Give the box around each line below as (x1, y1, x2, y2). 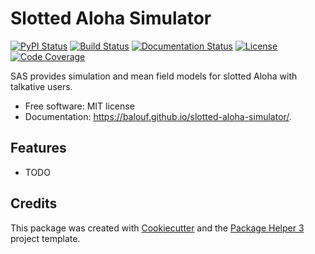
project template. (10, 232, 81, 244)
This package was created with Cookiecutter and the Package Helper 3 (10, 222, 305, 234)
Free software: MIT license (24, 100, 135, 112)
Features (10, 140, 67, 157)
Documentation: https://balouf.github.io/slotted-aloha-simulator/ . (24, 110, 292, 122)
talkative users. (10, 80, 73, 92)
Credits (10, 195, 58, 212)
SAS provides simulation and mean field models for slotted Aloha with (10, 70, 298, 82)
